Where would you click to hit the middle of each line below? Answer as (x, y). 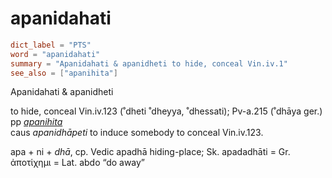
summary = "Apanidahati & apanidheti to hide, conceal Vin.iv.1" (149, 63)
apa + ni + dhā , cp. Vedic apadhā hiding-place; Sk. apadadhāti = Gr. (150, 152)
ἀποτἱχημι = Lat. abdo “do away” (78, 163)
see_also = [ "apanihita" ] (64, 73)
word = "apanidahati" (55, 54)
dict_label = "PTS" (51, 45)
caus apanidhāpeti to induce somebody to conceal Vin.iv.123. (137, 133)
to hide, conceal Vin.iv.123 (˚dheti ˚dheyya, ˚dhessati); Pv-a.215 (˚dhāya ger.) (166, 111)
